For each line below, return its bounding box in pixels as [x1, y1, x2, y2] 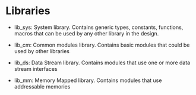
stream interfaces [14, 65, 58, 72]
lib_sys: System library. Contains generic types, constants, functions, [14, 24, 184, 31]
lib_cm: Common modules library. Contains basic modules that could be [14, 41, 190, 48]
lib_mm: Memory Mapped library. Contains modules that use [14, 77, 162, 84]
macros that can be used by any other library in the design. [14, 30, 159, 37]
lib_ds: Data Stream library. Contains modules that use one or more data [14, 59, 191, 66]
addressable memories [14, 83, 71, 90]
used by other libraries [14, 47, 69, 54]
